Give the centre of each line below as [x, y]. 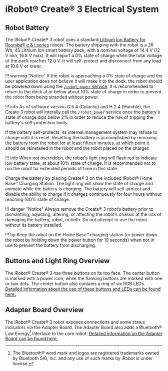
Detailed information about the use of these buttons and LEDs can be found [83, 289]
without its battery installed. [34, 225]
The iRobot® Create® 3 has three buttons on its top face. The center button [82, 273]
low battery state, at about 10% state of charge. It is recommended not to [80, 163]
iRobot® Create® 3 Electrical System [82, 9]
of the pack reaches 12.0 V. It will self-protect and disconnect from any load [83, 61]
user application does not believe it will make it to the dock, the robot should [84, 81]
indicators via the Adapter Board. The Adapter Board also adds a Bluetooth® [84, 327]
